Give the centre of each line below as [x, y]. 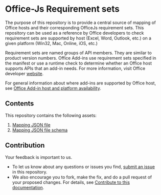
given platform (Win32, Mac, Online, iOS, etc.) [51, 43]
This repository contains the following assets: [51, 115]
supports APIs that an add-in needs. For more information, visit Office [75, 68]
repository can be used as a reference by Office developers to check [75, 33]
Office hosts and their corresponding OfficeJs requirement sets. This [75, 27]
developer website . [24, 73]
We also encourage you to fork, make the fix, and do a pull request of [82, 177]
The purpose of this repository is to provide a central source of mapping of [80, 22]
